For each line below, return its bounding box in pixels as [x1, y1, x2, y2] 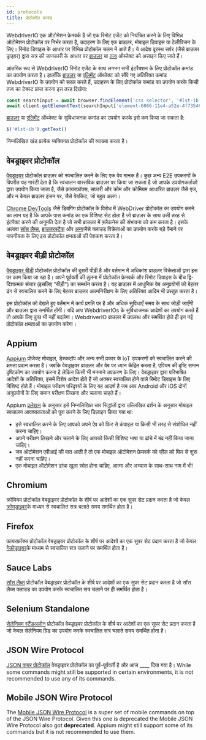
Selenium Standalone [6, 604, 90, 614]
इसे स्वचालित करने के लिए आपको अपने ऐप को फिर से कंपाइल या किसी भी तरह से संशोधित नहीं [15, 420, 197, 428]
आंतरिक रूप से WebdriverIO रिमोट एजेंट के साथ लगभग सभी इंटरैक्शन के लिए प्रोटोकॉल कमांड [6, 64, 193, 72]
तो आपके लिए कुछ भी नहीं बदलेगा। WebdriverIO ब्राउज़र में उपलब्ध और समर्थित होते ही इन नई [6, 313, 193, 320]
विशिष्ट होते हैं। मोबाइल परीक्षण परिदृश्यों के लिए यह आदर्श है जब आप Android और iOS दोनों [6, 382, 187, 390]
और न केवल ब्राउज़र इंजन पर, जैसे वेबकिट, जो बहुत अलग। [6, 192, 121, 200]
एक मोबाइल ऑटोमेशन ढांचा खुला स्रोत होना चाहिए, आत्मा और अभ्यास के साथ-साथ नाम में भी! [15, 462, 193, 469]
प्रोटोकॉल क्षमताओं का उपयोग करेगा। [6, 320, 77, 328]
